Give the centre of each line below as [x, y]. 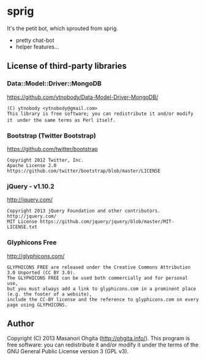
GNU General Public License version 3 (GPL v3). [68, 351]
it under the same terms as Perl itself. [61, 120]
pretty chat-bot [35, 40]
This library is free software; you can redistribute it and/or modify [100, 114]
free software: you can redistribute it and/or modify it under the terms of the [103, 345]
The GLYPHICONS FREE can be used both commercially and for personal [98, 278]
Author [20, 323]
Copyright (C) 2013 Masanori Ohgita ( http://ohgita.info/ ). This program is [99, 338]
